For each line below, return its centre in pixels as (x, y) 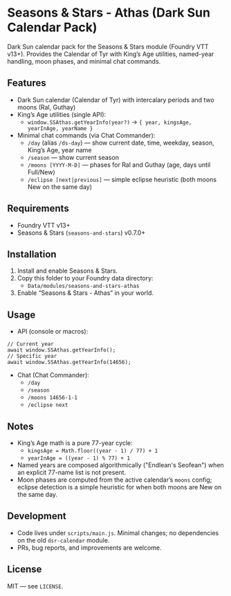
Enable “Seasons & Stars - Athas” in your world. (85, 293)
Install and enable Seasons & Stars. (67, 271)
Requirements (38, 209)
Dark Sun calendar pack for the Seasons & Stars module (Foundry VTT (108, 46)
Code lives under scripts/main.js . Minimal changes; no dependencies (118, 533)
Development (37, 516)
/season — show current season (73, 157)
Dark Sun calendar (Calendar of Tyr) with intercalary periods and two (115, 100)
